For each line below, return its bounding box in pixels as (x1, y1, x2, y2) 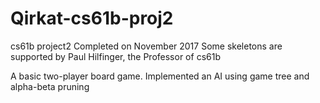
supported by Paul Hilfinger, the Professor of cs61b (10, 50, 221, 62)
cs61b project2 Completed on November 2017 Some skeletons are (10, 40, 283, 52)
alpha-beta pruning (10, 80, 90, 92)
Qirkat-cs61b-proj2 (10, 7, 174, 30)
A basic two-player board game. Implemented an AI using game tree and (10, 70, 310, 82)
